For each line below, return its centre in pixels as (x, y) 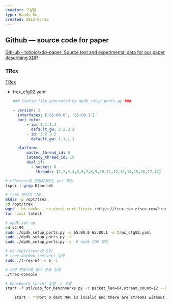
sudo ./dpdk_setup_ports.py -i (38, 237)
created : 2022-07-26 (27, 19)
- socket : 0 (44, 167)
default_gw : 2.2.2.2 (53, 129)
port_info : (29, 120)
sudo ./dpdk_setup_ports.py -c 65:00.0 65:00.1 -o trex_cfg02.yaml (78, 232)
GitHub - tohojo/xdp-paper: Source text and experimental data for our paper (85, 52)
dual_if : (36, 162)
